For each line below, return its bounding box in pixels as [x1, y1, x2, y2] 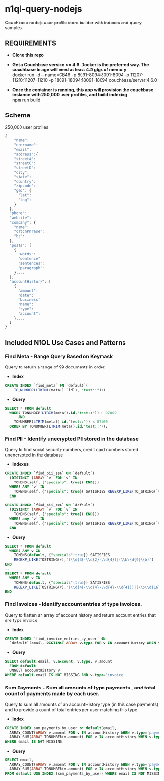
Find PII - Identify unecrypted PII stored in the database [5, 436, 139, 442]
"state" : [14, 175, 32, 180]
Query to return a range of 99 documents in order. [5, 364, 106, 370]
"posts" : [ [9, 243, 32, 248]
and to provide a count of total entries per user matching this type [5, 707, 138, 712]
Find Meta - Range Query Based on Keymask [5, 353, 113, 360]
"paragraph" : [18, 265, 45, 270]
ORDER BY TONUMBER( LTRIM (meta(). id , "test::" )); [9, 424, 108, 429]
